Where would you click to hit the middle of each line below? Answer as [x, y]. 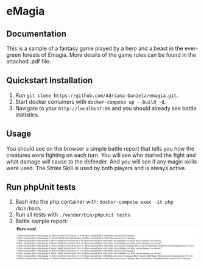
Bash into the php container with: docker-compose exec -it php [94, 202]
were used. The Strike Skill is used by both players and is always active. [97, 168]
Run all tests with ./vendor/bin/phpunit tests [73, 215]
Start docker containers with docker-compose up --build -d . [90, 101]
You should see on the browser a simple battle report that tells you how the [100, 148]
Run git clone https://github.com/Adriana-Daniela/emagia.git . [97, 95]
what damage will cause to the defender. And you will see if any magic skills [102, 161]
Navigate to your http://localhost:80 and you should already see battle [106, 108]
